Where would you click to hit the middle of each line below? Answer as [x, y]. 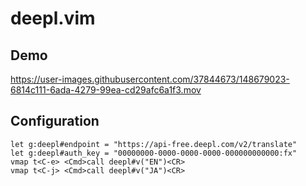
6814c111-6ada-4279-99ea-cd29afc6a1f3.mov [106, 90]
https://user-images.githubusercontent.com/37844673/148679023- [150, 79]
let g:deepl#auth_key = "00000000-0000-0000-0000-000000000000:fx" [154, 153]
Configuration [55, 121]
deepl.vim [53, 18]
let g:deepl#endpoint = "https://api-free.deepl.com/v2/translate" [154, 144]
